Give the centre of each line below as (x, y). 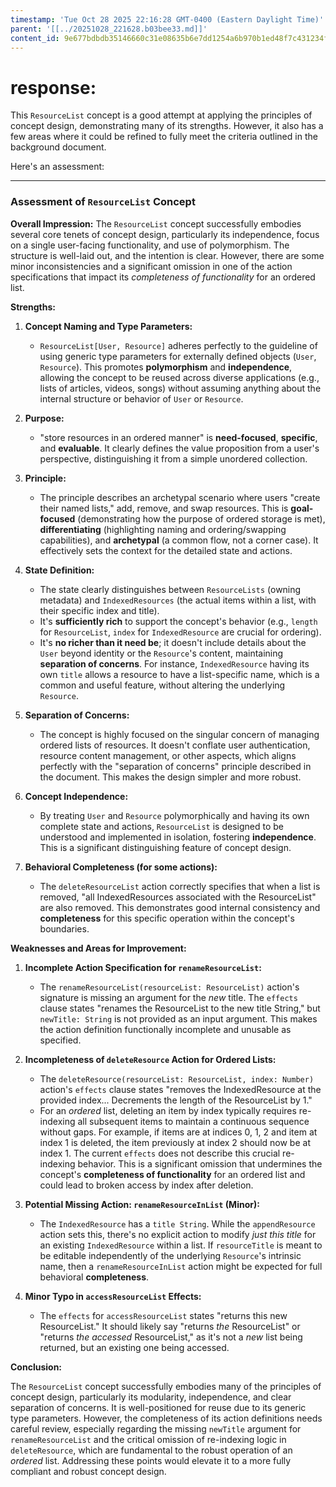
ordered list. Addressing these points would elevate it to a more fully (151, 1460)
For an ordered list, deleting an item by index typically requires (168, 1110)
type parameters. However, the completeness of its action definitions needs (166, 1418)
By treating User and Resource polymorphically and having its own (174, 815)
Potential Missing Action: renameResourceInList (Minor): (142, 1204)
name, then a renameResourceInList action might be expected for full (181, 1266)
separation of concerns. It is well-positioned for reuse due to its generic (158, 1407)
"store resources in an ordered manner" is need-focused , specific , (178, 437)
